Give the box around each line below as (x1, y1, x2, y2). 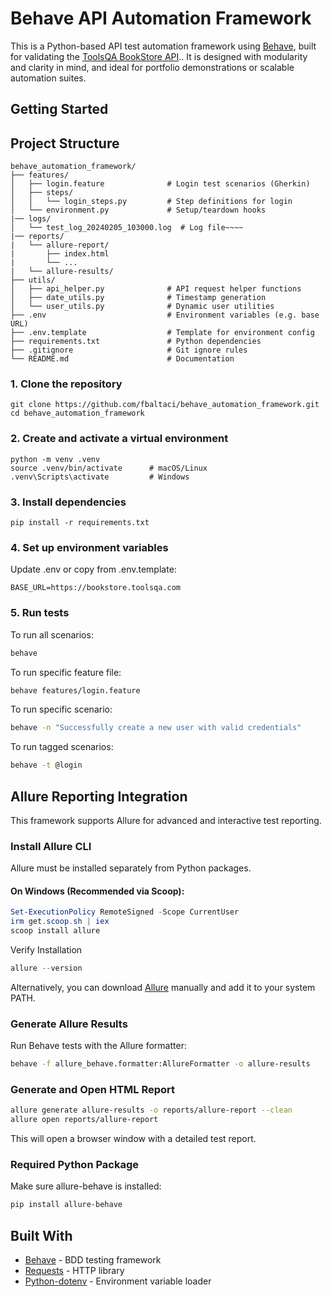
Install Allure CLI (10, 839, 92, 853)
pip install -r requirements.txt (10, 518, 150, 528)
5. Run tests (10, 606, 70, 620)
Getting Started (10, 101, 109, 118)
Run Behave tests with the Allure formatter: (10, 1040, 187, 1052)
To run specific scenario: (10, 703, 113, 716)
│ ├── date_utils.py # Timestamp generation (10, 293, 267, 303)
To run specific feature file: (10, 666, 122, 678)
